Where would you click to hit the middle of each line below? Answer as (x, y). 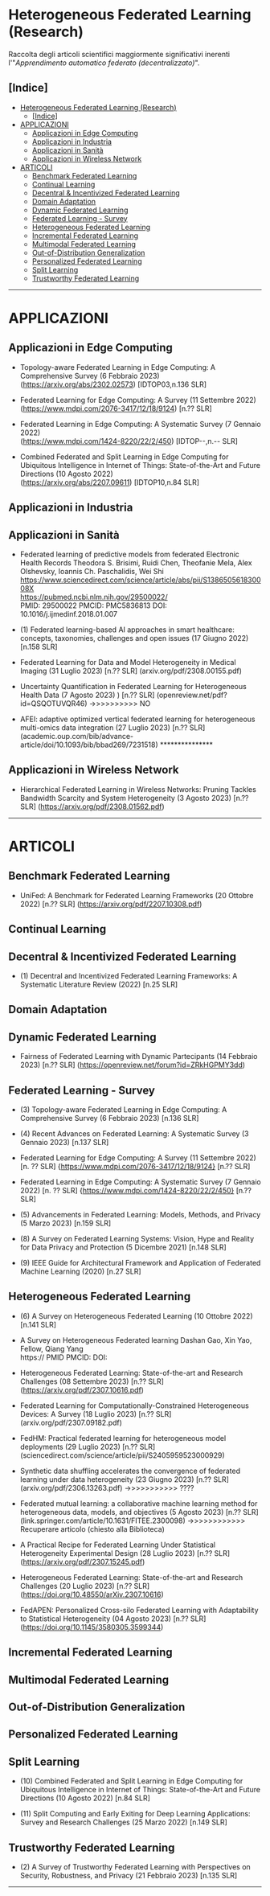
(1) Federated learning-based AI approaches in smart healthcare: (127, 630)
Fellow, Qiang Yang (51, 1348)
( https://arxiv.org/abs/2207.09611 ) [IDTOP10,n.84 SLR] (109, 482)
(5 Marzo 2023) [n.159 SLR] (65, 1223)
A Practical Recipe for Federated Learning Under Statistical (117, 1545)
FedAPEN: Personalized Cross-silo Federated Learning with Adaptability (139, 1610)
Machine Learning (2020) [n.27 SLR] (81, 1271)
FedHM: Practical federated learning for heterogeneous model (123, 1438)
